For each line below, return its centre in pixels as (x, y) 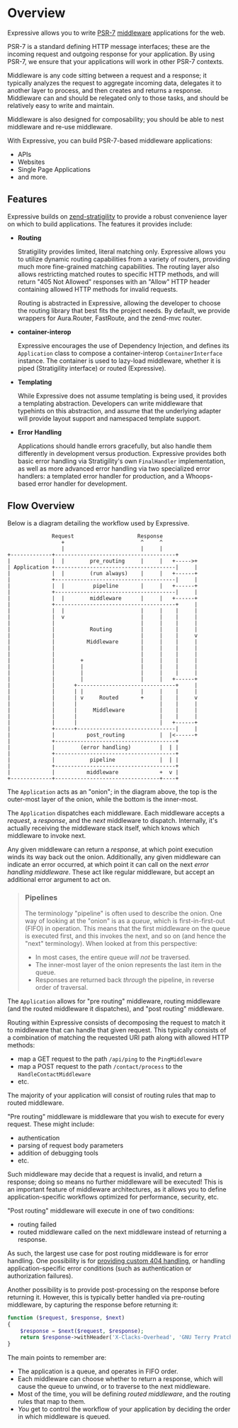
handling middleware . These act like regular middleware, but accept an (111, 872)
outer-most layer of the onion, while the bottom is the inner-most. (103, 799)
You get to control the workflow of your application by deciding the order (124, 1409)
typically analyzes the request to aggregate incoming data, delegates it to (114, 82)
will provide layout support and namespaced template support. (109, 418)
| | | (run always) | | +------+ (103, 573)
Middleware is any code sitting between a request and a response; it (107, 75)
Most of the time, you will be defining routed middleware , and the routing (124, 1394)
